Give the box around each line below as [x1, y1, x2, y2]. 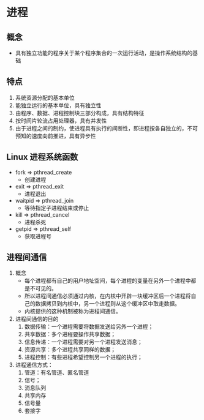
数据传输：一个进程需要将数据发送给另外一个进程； [24, 323, 154, 331]
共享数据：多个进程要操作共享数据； [24, 331, 116, 338]
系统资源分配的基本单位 [15, 94, 75, 101]
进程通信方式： [15, 361, 53, 369]
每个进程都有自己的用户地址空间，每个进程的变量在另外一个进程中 [24, 277, 191, 285]
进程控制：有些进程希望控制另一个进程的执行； [24, 353, 143, 361]
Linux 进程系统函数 [6, 152, 78, 162]
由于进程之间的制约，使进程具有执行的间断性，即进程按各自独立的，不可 [15, 124, 198, 132]
